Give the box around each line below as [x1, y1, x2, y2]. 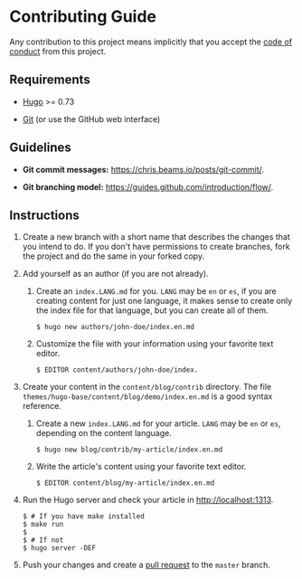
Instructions [9, 207, 80, 223]
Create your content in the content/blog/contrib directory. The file [22, 382, 272, 393]
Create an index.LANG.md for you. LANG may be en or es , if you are [35, 286, 278, 297]
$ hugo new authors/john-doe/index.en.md [35, 323, 194, 332]
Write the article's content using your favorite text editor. [35, 461, 247, 472]
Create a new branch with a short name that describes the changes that [22, 232, 291, 242]
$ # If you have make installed [22, 512, 145, 521]
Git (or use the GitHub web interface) [22, 113, 161, 124]
